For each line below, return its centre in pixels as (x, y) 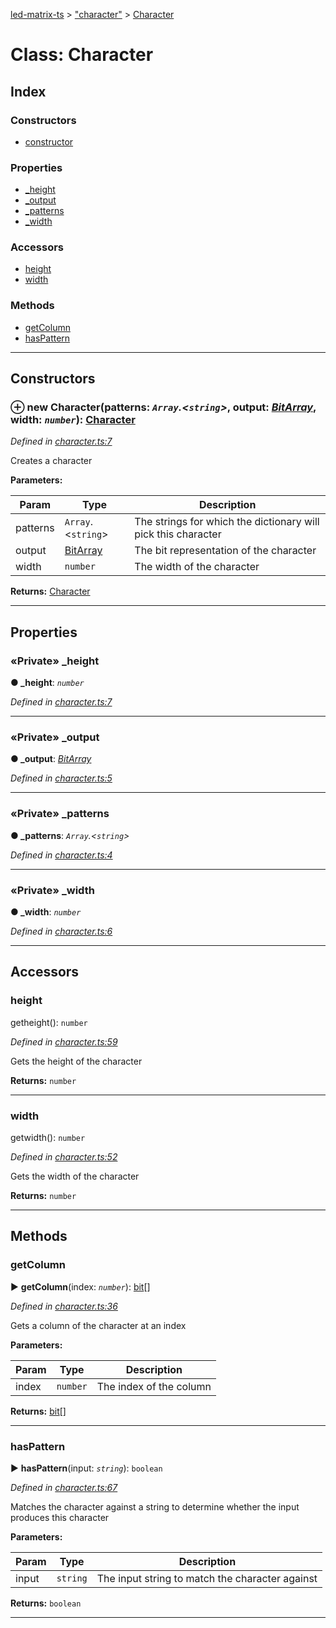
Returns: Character (50, 591)
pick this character (178, 534)
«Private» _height (55, 661)
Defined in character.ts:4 (61, 855)
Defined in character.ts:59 (64, 1041)
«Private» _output (55, 737)
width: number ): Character (73, 420)
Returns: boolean (46, 1603)
